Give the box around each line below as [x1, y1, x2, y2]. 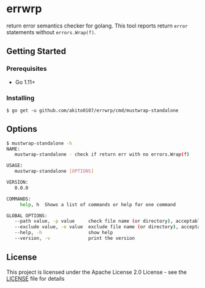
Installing [6, 93, 35, 102]
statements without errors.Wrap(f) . [6, 28, 96, 35]
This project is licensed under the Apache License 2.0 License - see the [6, 268, 187, 276]
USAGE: [6, 162, 23, 169]
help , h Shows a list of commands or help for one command [20, 201, 176, 207]
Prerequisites [6, 65, 47, 73]
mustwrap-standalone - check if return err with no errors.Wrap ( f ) [14, 151, 190, 157]
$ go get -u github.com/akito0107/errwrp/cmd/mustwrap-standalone [6, 107, 179, 113]
